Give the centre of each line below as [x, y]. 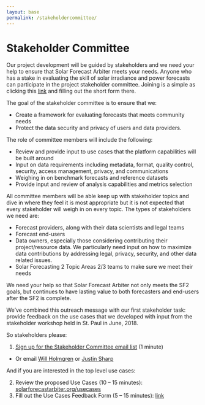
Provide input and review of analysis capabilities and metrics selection [104, 184]
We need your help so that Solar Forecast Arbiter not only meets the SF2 [98, 285]
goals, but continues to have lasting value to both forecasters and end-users [103, 291]
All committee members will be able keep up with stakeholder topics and [98, 196]
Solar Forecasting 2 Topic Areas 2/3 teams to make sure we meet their [104, 267]
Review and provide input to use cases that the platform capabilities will [106, 152]
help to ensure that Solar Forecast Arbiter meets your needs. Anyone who [99, 72]
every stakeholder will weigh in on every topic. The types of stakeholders [99, 209]
